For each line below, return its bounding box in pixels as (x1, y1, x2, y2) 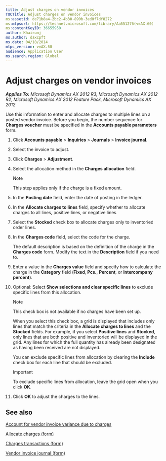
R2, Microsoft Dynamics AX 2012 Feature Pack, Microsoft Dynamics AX (5, 96, 152, 102)
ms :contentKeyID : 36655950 (5, 26, 61, 31)
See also (5, 408, 33, 416)
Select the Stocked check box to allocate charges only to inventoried (12, 219, 154, 225)
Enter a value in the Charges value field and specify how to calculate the (12, 264, 162, 270)
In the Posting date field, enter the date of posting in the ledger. (12, 195, 143, 201)
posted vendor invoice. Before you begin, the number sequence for (5, 117, 143, 123)
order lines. (12, 225, 36, 230)
